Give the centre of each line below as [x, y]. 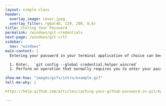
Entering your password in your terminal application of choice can [82, 55]
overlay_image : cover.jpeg [37, 19]
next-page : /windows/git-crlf [36, 37]
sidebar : [14, 42]
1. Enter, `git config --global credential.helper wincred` [74, 65]
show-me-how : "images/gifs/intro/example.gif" [54, 78]
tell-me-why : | [21, 83]
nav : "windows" [25, 46]
